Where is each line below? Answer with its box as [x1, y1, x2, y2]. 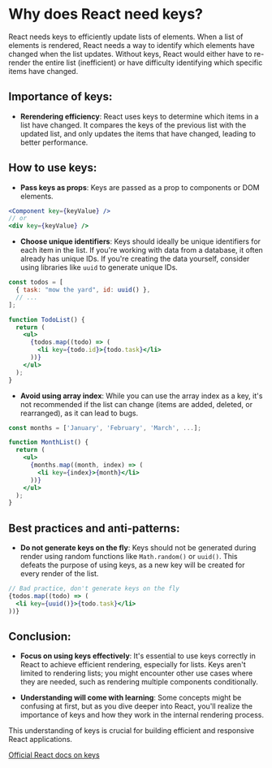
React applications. [8, 735, 73, 744]
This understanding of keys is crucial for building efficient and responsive [8, 726, 254, 735]
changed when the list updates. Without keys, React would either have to [8, 49, 253, 59]
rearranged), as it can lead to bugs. [19, 408, 139, 418]
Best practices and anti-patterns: [8, 521, 180, 535]
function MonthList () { [8, 438, 89, 447]
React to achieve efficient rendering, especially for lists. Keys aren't [19, 660, 246, 670]
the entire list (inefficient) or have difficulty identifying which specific [32, 58, 263, 67]
